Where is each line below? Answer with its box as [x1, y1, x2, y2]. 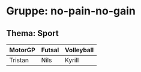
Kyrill [65, 56, 79, 64]
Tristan [9, 56, 29, 64]
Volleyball [65, 46, 94, 54]
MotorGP [9, 46, 36, 54]
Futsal [41, 46, 59, 54]
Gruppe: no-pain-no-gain [6, 4, 136, 18]
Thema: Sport [6, 28, 59, 38]
